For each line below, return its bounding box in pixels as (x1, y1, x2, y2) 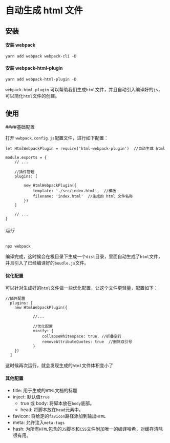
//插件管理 (14, 169, 35, 174)
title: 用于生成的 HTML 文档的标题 (12, 388, 78, 394)
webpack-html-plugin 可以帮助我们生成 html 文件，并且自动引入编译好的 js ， (5, 86, 163, 92)
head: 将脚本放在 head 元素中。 (20, 407, 83, 413)
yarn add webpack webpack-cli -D (5, 53, 77, 59)
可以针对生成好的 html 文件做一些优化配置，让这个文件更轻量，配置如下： (5, 285, 158, 291)
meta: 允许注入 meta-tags (12, 419, 65, 426)
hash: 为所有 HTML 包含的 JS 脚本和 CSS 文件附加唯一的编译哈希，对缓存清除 (12, 426, 163, 432)
